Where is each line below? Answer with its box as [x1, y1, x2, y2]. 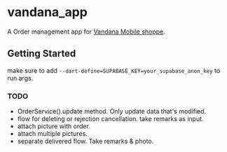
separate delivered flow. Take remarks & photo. [17, 137, 154, 146]
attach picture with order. [17, 122, 91, 130]
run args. [7, 74, 34, 82]
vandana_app [7, 4, 88, 20]
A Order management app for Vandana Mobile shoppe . [7, 27, 166, 36]
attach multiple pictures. [17, 130, 88, 138]
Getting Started [7, 48, 76, 60]
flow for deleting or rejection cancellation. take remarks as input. [17, 115, 205, 123]
